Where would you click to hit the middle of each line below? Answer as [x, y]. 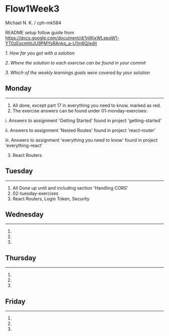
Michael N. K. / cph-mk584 [33, 23]
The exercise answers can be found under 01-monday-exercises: [80, 110]
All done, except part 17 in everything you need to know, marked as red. [87, 105]
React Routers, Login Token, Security [51, 199]
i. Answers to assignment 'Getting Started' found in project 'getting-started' [83, 120]
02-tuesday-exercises [35, 193]
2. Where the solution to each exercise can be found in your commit [75, 63]
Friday [15, 301]
